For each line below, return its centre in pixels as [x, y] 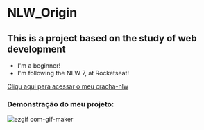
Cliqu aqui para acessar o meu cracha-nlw [68, 86]
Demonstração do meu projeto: [61, 104]
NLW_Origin [42, 13]
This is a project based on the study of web [102, 38]
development [36, 49]
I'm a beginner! [39, 66]
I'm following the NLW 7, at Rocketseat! [73, 73]
